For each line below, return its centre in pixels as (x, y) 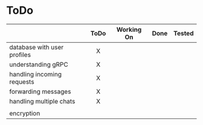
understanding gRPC (39, 64)
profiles (20, 55)
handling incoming (36, 74)
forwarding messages (40, 91)
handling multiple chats (42, 101)
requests (22, 82)
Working (129, 29)
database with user (37, 47)
